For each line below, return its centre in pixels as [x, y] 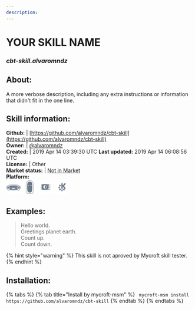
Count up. [33, 238]
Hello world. [35, 225]
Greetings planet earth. [49, 232]
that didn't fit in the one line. [40, 100]
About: [19, 80]
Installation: [29, 280]
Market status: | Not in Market [43, 170]
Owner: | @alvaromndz [34, 146]
